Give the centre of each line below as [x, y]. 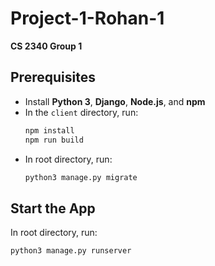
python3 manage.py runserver [71, 251]
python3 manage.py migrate [81, 177]
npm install [49, 130]
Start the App [53, 208]
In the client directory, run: [81, 112]
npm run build [54, 140]
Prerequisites [53, 77]
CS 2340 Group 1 [46, 46]
